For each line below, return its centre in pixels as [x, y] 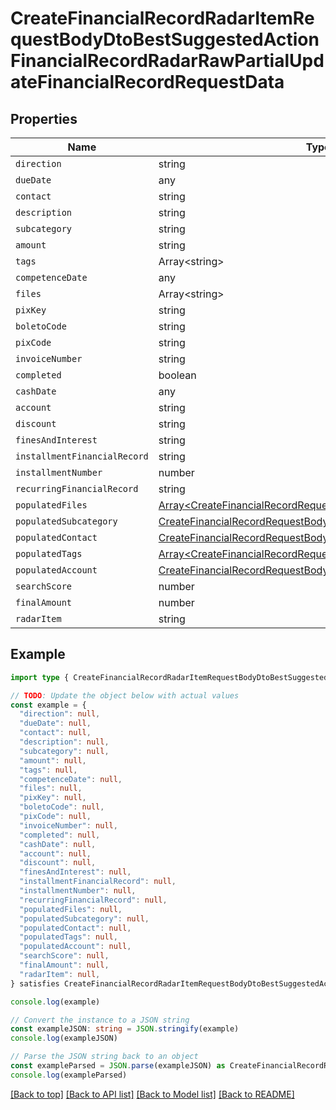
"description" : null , [64, 742]
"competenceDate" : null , [71, 779]
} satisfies [35, 983]
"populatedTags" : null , [68, 937]
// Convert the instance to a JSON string [100, 1020]
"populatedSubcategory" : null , [84, 918]
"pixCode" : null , [55, 817]
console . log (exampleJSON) [64, 1038]
